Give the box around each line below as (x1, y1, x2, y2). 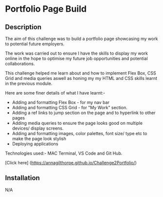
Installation (5, 174, 40, 182)
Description (5, 23, 41, 31)
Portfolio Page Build (5, 3, 87, 15)
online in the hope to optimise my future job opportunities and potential (5, 56, 148, 61)
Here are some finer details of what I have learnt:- (5, 90, 105, 96)
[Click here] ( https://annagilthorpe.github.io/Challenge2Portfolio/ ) (5, 160, 137, 165)
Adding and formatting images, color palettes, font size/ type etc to (12, 131, 147, 136)
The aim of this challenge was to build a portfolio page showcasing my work (5, 36, 158, 41)
